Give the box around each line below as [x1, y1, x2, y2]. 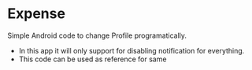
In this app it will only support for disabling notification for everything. [18, 46, 245, 55]
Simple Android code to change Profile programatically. [7, 31, 187, 40]
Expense [7, 5, 66, 23]
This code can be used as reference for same [18, 54, 167, 64]
